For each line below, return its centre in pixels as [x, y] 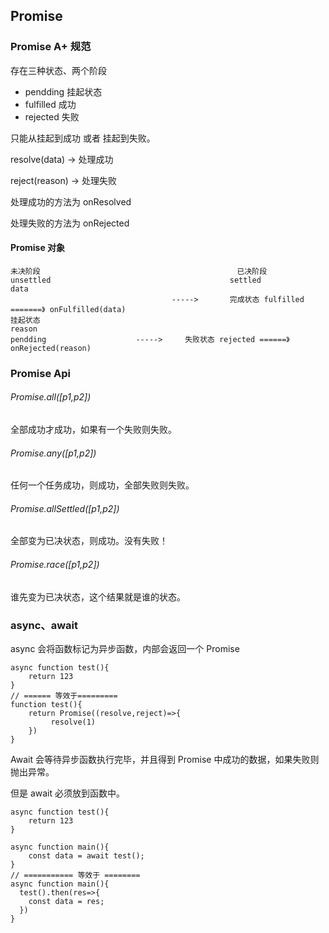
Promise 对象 [38, 248]
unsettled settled [136, 280]
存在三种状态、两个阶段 [58, 70]
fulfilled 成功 [50, 104]
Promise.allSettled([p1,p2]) [65, 508]
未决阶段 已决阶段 [139, 271]
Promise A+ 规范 [51, 47]
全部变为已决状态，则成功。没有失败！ [89, 541]
